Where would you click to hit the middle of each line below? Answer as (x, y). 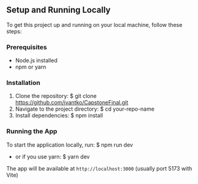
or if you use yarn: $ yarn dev (52, 156)
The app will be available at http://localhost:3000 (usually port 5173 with (99, 168)
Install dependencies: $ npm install (59, 116)
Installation (24, 83)
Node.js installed (36, 61)
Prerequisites (27, 47)
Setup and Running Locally (59, 10)
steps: (14, 31)
